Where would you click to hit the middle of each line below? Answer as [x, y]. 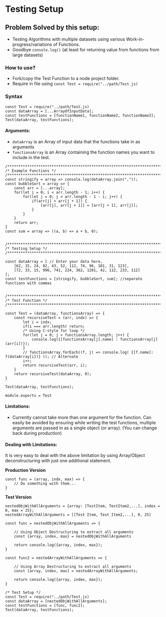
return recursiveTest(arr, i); [55, 365]
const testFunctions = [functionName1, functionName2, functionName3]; [80, 115]
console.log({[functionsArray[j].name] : [75, 339]
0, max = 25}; [20, 511]
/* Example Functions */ [31, 171]
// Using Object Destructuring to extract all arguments [74, 532]
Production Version [25, 470]
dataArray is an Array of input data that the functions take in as [76, 141]
